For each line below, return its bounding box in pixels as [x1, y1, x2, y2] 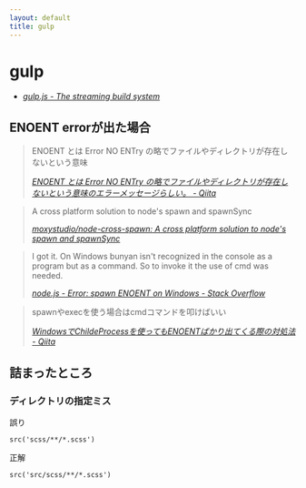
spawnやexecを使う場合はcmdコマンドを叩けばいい [31, 307, 227, 318]
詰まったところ [9, 365, 94, 381]
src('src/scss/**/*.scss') [9, 470, 112, 479]
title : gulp [9, 22, 54, 31]
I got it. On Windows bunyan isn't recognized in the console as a [31, 251, 272, 262]
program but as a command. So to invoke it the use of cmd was [31, 260, 270, 271]
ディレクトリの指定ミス [9, 394, 112, 407]
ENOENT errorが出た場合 [9, 119, 152, 135]
